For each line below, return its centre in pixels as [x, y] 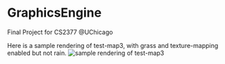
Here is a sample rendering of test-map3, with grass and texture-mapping [113, 45]
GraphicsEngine [55, 13]
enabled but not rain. [37, 53]
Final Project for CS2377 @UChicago [60, 32]
